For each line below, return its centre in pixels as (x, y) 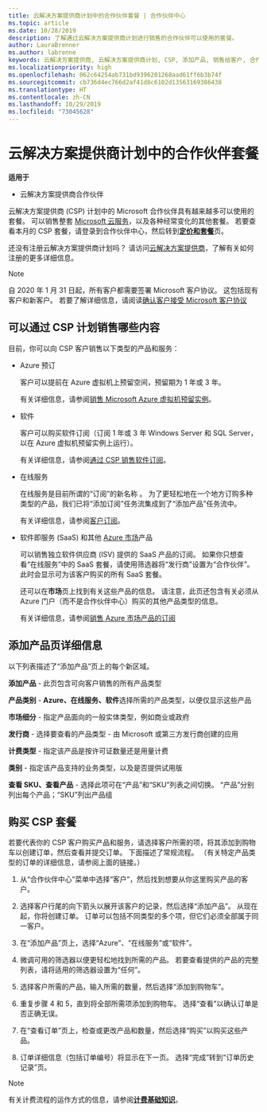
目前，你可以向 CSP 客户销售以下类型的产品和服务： (94, 348)
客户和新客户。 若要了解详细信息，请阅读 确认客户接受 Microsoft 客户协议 (128, 300)
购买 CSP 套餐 (43, 822)
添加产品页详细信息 (55, 646)
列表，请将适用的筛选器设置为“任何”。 (82, 970)
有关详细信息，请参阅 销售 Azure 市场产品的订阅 (98, 618)
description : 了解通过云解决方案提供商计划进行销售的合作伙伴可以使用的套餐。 (123, 38)
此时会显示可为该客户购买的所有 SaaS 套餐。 (93, 574)
